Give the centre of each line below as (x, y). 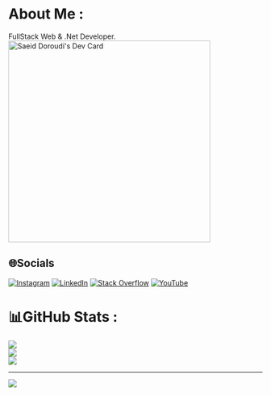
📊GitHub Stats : (63, 317)
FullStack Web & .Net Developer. (62, 36)
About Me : (46, 14)
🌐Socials (31, 263)
